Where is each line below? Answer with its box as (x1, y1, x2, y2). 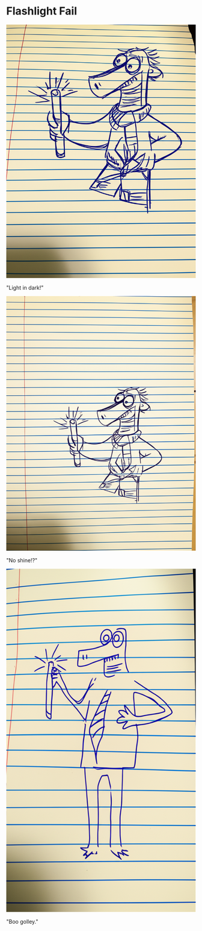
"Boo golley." (6, 918, 38, 925)
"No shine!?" (6, 556, 38, 564)
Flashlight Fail (6, 4, 77, 18)
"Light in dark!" (6, 284, 44, 291)
